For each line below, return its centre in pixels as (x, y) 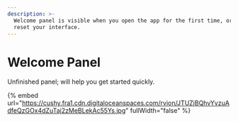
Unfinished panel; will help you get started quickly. (81, 82)
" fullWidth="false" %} (158, 111)
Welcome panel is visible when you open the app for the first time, (118, 21)
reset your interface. (47, 27)
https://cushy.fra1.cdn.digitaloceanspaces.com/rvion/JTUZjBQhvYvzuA (126, 103)
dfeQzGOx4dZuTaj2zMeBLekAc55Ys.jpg (67, 111)
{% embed (23, 96)
